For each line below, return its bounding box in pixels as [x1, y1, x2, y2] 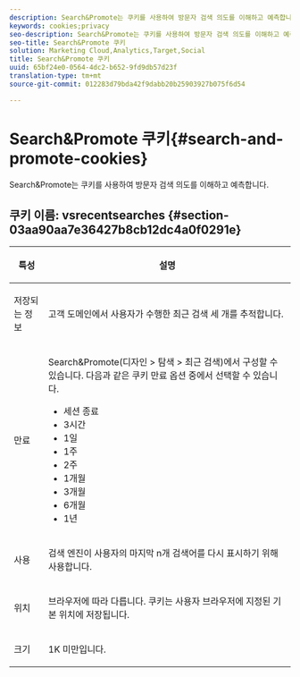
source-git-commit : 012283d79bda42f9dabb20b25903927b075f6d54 [9, 80, 246, 89]
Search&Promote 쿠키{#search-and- [9, 129, 284, 148]
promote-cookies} [9, 148, 149, 168]
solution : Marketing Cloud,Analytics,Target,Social [9, 47, 205, 55]
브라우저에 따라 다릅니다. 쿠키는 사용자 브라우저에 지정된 [47, 596, 271, 608]
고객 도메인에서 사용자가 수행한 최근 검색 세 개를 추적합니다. [47, 308, 284, 320]
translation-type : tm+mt [9, 72, 102, 80]
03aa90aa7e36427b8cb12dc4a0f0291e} [9, 222, 242, 237]
